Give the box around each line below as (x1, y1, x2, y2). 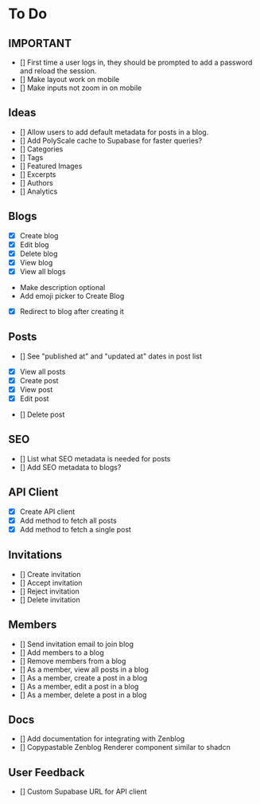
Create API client (19, 507, 76, 516)
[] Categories (19, 144, 64, 154)
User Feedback (8, 766, 85, 779)
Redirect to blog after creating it (19, 306, 125, 316)
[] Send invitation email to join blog (19, 639, 134, 649)
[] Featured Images (19, 161, 83, 171)
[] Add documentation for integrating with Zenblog (19, 734, 185, 743)
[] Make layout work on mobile (19, 75, 120, 84)
